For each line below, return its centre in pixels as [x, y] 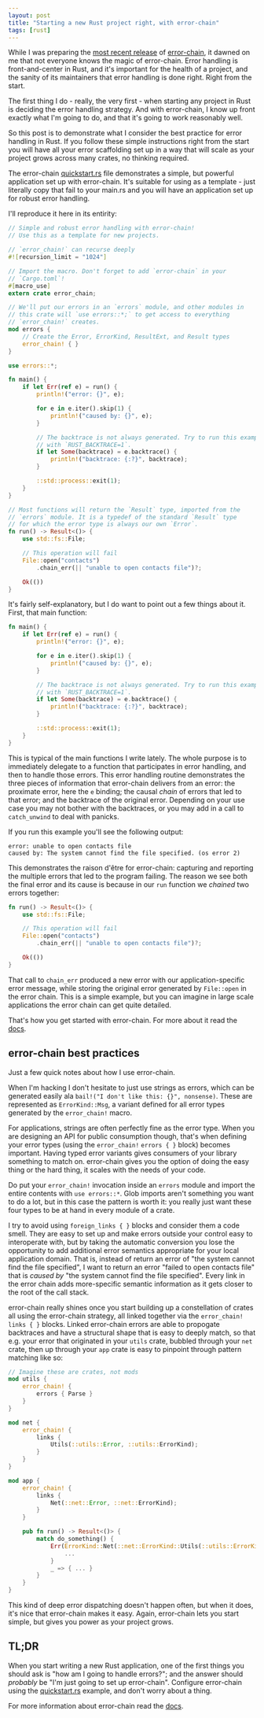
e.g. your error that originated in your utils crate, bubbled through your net [130, 1341]
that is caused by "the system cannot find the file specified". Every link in [126, 1275]
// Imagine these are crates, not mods [73, 1372]
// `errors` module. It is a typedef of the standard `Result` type [123, 517]
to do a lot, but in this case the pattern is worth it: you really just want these [130, 1202]
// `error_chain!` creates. [54, 322]
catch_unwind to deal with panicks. [64, 816]
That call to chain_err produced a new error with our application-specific [126, 980]
